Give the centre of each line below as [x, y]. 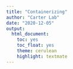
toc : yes [28, 40]
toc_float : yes [36, 46]
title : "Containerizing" [37, 12]
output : [16, 28]
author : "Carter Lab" [33, 17]
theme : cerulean [37, 51]
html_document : [30, 34]
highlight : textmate [42, 56]
